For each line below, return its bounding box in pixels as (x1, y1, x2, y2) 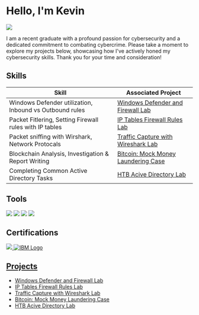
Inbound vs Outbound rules (9, 105, 85, 114)
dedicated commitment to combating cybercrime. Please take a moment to (6, 41, 188, 48)
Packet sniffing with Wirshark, (9, 132, 92, 140)
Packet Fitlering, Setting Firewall (9, 115, 99, 124)
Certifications (6, 227, 59, 237)
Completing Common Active (9, 166, 88, 175)
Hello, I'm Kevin (6, 4, 85, 18)
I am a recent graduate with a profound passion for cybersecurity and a (6, 34, 181, 42)
